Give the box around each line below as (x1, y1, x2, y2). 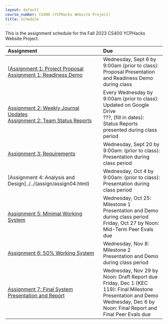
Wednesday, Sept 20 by (103, 141, 160, 148)
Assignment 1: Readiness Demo (7, 71, 83, 78)
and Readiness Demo (103, 74, 153, 81)
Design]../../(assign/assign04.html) (7, 180, 90, 187)
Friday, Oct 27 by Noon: (103, 219, 159, 226)
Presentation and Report (7, 292, 65, 299)
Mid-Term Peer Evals (103, 226, 153, 233)
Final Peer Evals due (103, 311, 151, 318)
